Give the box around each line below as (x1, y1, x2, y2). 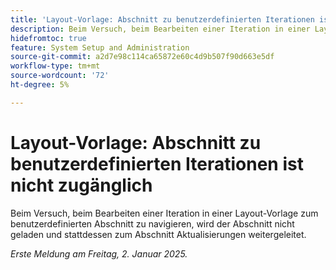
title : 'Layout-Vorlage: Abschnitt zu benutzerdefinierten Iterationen (10, 14, 315, 25)
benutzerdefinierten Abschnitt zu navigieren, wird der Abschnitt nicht (10, 217, 295, 230)
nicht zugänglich (10, 174, 153, 196)
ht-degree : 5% (10, 80, 70, 90)
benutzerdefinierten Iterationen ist (10, 152, 304, 175)
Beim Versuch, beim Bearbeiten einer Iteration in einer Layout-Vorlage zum (10, 207, 319, 219)
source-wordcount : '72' (10, 71, 110, 81)
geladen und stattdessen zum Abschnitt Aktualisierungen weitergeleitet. (10, 228, 307, 240)
